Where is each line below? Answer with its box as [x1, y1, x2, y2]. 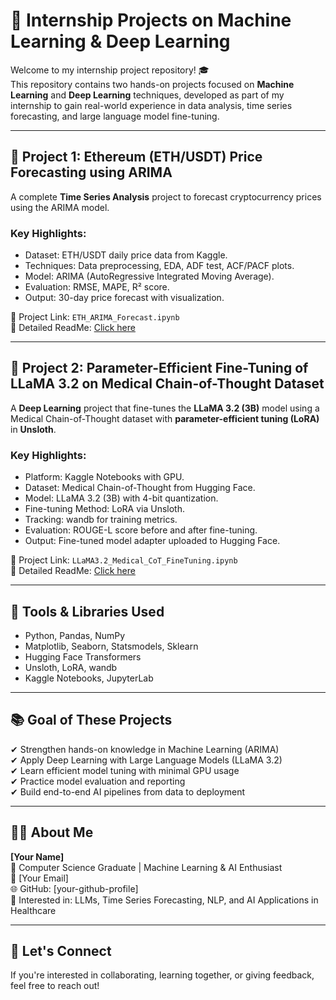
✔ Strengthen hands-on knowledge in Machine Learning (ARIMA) [10, 743, 280, 755]
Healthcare [10, 904, 57, 916]
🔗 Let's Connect [10, 942, 112, 959]
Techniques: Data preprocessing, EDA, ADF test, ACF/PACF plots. [24, 260, 295, 272]
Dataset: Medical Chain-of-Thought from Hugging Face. [24, 482, 256, 494]
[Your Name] [10, 850, 65, 863]
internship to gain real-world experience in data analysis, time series [10, 99, 293, 111]
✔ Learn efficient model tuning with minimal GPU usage [10, 764, 240, 776]
